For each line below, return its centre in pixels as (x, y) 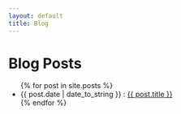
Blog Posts (45, 63)
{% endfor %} (43, 103)
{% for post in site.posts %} (67, 86)
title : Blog (28, 23)
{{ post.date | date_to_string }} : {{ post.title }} (96, 95)
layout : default (36, 16)
